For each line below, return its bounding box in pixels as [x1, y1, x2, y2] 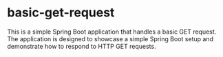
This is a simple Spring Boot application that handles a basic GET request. [7, 27, 217, 36]
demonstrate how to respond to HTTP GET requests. [7, 42, 156, 50]
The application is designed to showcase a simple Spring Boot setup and [7, 34, 213, 43]
